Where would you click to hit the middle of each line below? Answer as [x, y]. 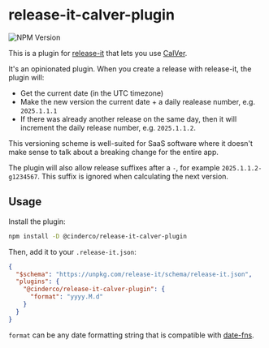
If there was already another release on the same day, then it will [128, 118]
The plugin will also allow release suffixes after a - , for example [114, 167]
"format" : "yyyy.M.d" [67, 297]
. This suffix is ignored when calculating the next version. [133, 176]
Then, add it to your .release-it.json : [72, 251]
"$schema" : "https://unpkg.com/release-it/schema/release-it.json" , [134, 274]
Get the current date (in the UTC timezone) [92, 93]
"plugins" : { [38, 281]
